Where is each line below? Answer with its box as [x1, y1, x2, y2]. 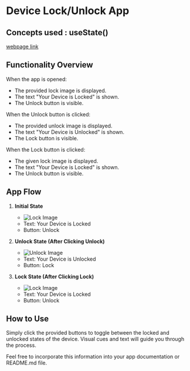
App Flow [6, 187, 42, 197]
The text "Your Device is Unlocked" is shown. [14, 128, 125, 136]
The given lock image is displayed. [14, 157, 99, 164]
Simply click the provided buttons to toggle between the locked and [6, 329, 169, 336]
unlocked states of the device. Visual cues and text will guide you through [6, 336, 185, 343]
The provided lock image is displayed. [14, 87, 107, 94]
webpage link [6, 43, 39, 50]
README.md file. [6, 359, 48, 366]
